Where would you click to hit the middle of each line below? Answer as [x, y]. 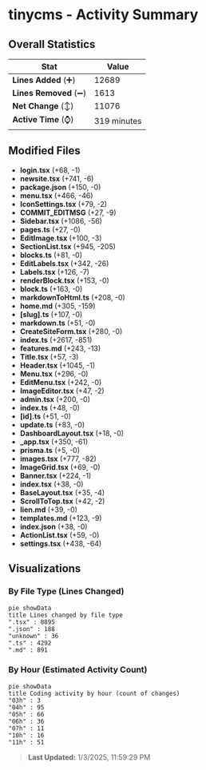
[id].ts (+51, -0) [46, 416]
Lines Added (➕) [44, 80]
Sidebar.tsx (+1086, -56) [61, 220]
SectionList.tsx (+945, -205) [67, 246]
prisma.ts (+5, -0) [50, 450]
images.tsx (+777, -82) [58, 458]
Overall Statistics [52, 44]
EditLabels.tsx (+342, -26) [64, 263]
